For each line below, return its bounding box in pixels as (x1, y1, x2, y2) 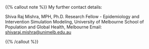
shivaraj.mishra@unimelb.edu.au (5, 29, 71, 35)
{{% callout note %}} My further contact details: (5, 4, 102, 10)
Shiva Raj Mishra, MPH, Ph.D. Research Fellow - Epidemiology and (5, 14, 140, 19)
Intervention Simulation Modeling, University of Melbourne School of (5, 19, 144, 24)
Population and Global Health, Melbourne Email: (5, 24, 102, 30)
